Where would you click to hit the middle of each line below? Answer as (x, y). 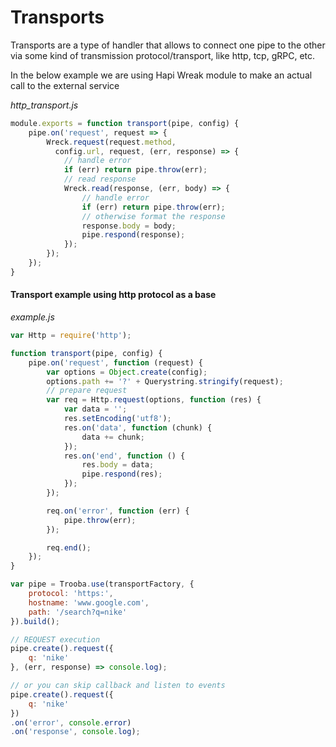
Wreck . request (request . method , (111, 142)
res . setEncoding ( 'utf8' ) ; (117, 419)
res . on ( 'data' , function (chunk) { (138, 427)
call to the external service (65, 85)
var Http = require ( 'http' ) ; (71, 336)
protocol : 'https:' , (71, 594)
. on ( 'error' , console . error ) (71, 722)
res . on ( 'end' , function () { (124, 456)
